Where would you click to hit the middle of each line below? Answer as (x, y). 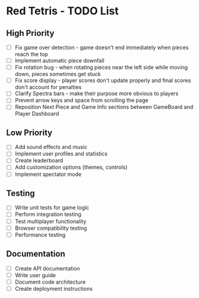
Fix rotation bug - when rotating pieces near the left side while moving (101, 68)
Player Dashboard (37, 114)
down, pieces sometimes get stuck (58, 74)
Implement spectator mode (48, 174)
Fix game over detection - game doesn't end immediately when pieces (102, 47)
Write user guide (35, 275)
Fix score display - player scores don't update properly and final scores (103, 80)
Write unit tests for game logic (52, 208)
